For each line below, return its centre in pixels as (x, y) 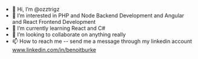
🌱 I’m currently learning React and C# (59, 28)
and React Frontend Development (54, 22)
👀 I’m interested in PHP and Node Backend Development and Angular (98, 15)
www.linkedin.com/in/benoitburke (54, 50)
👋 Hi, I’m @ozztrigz (36, 9)
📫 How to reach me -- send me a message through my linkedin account (102, 41)
